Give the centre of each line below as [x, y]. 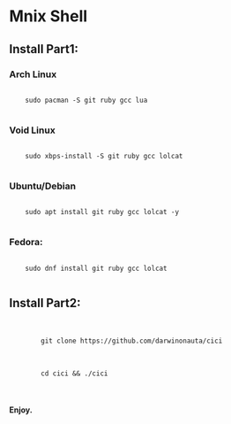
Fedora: [26, 243]
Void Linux [32, 130]
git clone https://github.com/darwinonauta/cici [132, 341]
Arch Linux [33, 74]
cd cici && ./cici [75, 374]
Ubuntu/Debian [43, 186]
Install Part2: [45, 303]
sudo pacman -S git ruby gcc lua [86, 100]
